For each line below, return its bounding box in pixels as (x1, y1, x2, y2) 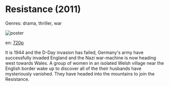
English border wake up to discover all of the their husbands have (5, 65, 142, 71)
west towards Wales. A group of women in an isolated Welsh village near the (5, 60, 164, 66)
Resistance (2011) (5, 4, 81, 15)
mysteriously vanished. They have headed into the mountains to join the (5, 70, 155, 76)
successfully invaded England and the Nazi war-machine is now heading (5, 54, 156, 61)
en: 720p (5, 39, 24, 46)
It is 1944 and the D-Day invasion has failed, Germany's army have (5, 49, 144, 55)
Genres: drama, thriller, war (5, 20, 62, 26)
